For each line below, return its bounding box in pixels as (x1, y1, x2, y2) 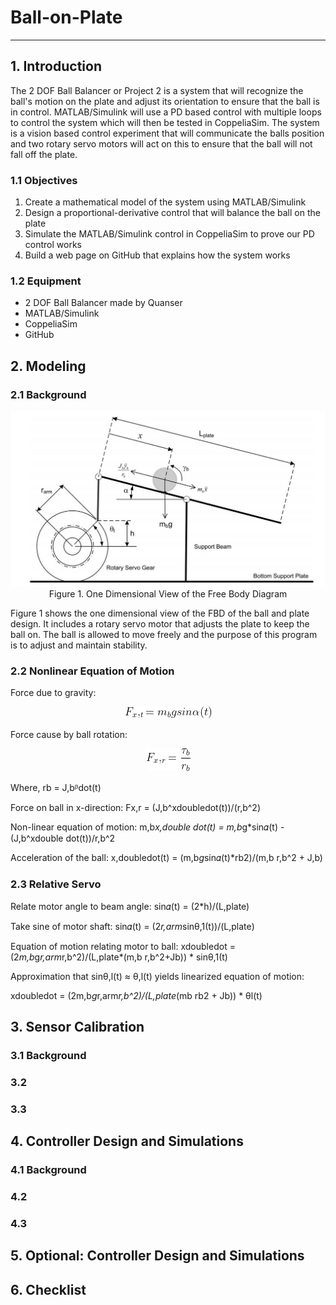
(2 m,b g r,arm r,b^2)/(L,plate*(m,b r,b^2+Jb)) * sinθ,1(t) (10, 951, 228, 963)
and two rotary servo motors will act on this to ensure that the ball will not (10, 137, 313, 150)
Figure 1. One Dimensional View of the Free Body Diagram (48, 588, 288, 600)
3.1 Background (10, 1048, 87, 1062)
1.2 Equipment (10, 274, 82, 288)
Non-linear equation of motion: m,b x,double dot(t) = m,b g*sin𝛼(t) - (10, 821, 285, 833)
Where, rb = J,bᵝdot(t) (10, 782, 102, 794)
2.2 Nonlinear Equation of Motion (10, 664, 175, 678)
